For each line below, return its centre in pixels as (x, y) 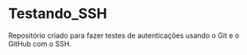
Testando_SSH (58, 14)
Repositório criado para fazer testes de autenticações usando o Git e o (124, 35)
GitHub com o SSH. (40, 43)
